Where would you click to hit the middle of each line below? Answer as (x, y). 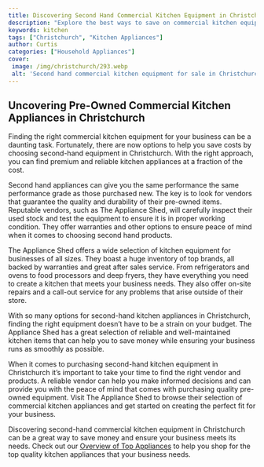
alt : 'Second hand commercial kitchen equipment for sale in (114, 74)
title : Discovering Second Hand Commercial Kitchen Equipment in (117, 15)
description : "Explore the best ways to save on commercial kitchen (123, 23)
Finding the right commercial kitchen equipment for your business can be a (130, 137)
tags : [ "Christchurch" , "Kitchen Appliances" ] (86, 37)
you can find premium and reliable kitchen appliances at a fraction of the (126, 162)
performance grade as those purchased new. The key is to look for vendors (130, 194)
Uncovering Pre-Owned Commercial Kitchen (120, 106)
